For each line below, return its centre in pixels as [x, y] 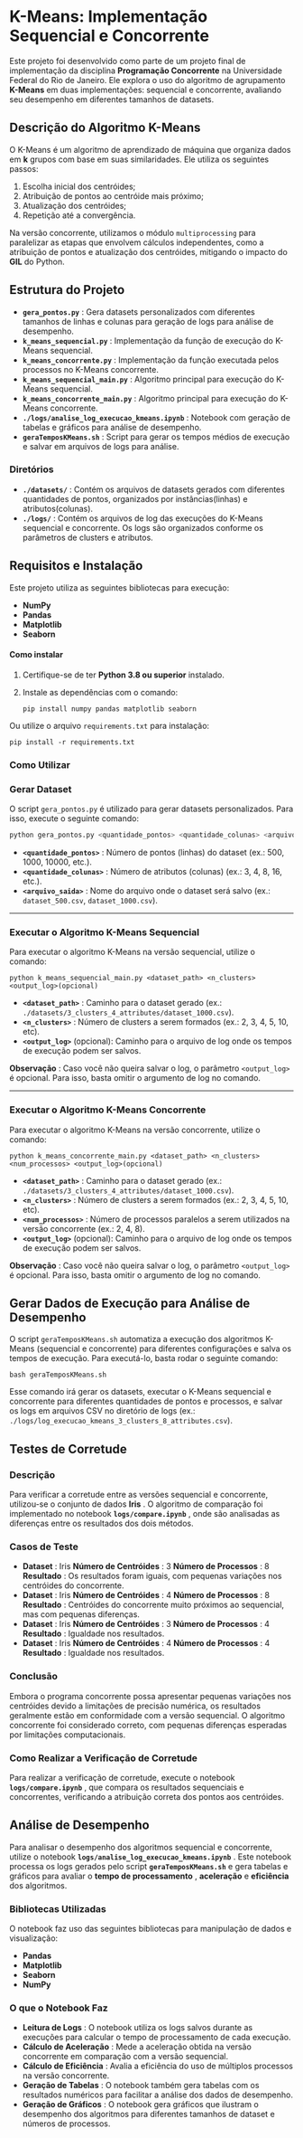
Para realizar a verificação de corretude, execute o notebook [123, 1777]
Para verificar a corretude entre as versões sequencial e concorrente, [139, 1495]
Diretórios [32, 469]
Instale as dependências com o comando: [100, 692]
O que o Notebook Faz [59, 2008]
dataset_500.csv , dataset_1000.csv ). [90, 900]
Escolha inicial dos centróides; [79, 186]
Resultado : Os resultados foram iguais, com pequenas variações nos [152, 1576]
